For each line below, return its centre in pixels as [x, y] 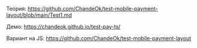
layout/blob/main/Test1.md [39, 15]
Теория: [17, 9]
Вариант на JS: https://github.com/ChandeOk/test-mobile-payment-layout [99, 38]
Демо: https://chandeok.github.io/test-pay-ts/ [63, 27]
